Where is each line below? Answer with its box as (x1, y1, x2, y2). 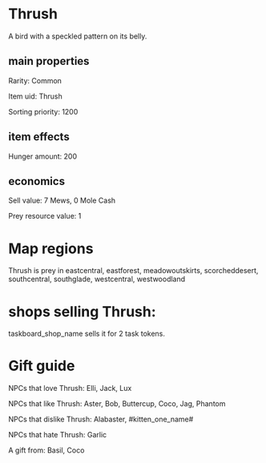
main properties (8, 54, 90, 68)
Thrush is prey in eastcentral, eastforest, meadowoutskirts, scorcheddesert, (8, 266, 259, 276)
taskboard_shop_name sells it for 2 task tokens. (8, 329, 166, 339)
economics (8, 174, 66, 188)
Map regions (8, 240, 94, 257)
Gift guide (8, 357, 75, 375)
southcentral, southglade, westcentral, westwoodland (8, 274, 186, 284)
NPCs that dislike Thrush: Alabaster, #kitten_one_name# (8, 414, 194, 425)
